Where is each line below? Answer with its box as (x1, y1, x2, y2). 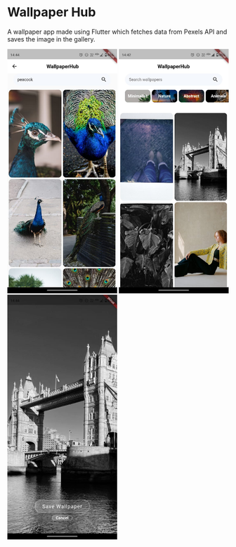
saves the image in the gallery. (7, 34, 96, 43)
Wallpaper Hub (7, 4, 96, 20)
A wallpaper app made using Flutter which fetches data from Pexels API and (7, 27, 228, 36)
